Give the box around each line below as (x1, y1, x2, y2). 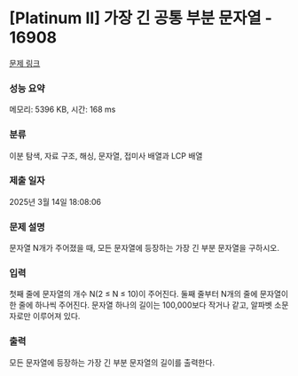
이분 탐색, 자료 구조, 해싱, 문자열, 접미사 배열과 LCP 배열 (9, 150, 203, 161)
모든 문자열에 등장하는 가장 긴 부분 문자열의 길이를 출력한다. (9, 356, 216, 368)
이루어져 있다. (32, 311, 81, 322)
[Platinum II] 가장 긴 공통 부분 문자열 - (9, 8, 273, 28)
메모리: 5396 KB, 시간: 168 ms (9, 104, 116, 115)
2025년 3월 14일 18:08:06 (9, 196, 102, 207)
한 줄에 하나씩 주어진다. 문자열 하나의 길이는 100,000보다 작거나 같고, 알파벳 (9, 300, 273, 310)
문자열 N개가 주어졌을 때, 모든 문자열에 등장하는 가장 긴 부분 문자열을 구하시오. (9, 243, 279, 254)
